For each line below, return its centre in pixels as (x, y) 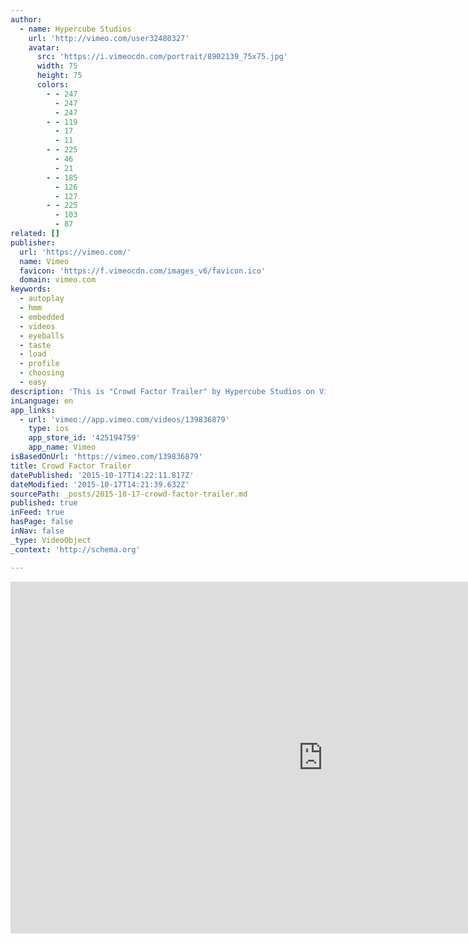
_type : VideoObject (51, 540)
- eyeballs (42, 336)
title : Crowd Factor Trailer (71, 466)
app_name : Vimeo (62, 447)
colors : (53, 85)
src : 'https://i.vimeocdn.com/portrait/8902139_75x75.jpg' (162, 57)
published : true (44, 503)
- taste (35, 345)
